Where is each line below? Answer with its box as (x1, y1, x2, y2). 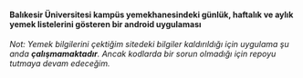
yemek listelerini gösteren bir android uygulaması (9, 18, 202, 29)
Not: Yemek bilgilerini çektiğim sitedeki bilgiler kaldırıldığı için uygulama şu (9, 39, 289, 50)
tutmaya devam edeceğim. (9, 58, 111, 69)
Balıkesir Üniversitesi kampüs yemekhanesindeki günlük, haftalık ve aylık (9, 9, 294, 20)
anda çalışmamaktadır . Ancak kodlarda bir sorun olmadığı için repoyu (9, 48, 277, 60)
